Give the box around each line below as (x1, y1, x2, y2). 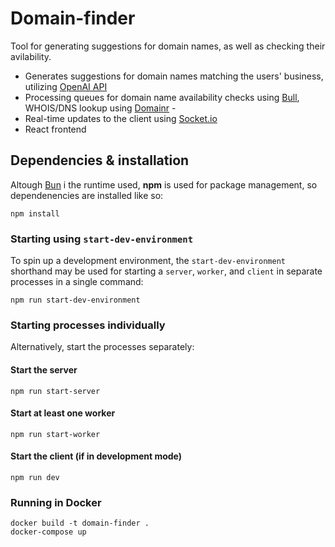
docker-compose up (10, 527, 87, 537)
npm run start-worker (10, 429, 101, 439)
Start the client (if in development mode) (10, 450, 183, 462)
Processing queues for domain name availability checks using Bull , (24, 91, 300, 103)
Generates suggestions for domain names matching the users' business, (24, 70, 324, 82)
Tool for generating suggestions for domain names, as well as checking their (10, 40, 326, 52)
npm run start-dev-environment (10, 295, 141, 306)
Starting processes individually (10, 318, 166, 332)
